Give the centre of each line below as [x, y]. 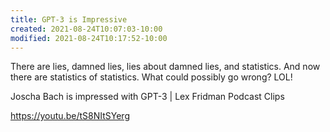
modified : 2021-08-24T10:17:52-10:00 [89, 38]
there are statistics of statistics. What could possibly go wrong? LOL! [151, 77]
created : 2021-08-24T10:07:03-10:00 [86, 29]
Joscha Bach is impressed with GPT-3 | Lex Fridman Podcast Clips [147, 97]
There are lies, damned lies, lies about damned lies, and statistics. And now [165, 67]
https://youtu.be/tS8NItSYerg [70, 116]
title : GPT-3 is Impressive [69, 19]
